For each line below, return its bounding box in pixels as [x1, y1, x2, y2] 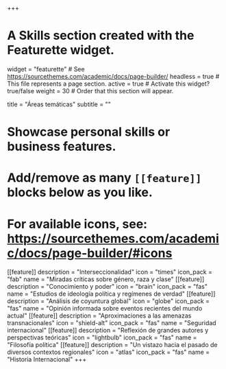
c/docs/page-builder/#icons [7, 245, 173, 261]
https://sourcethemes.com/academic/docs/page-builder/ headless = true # [7, 72, 220, 80]
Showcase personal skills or [7, 124, 171, 140]
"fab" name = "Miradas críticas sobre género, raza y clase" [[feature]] [7, 275, 205, 283]
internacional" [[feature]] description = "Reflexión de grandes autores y [7, 326, 209, 335]
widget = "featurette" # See [7, 64, 85, 73]
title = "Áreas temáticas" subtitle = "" [7, 100, 111, 108]
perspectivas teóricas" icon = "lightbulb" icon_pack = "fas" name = [7, 333, 197, 342]
